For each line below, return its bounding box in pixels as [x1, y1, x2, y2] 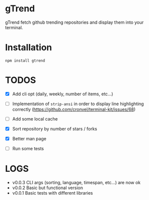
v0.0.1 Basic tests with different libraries [12, 190, 93, 196]
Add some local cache [12, 116, 58, 121]
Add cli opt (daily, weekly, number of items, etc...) [12, 91, 113, 97]
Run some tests [12, 146, 44, 152]
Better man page [12, 136, 47, 142]
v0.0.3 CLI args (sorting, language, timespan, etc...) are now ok [12, 180, 141, 186]
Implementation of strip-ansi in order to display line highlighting [12, 101, 144, 107]
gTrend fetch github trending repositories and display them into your [5, 19, 144, 25]
